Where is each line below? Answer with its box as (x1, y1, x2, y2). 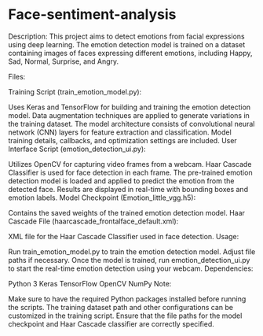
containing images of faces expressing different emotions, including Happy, (8, 48, 253, 57)
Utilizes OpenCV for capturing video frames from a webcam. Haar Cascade (8, 159, 252, 168)
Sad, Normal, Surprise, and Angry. (8, 57, 119, 66)
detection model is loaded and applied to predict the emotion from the (8, 175, 235, 186)
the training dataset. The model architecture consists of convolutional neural (8, 119, 255, 128)
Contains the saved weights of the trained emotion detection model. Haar (8, 208, 246, 217)
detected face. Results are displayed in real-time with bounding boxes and (8, 184, 249, 194)
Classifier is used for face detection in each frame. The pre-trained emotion (8, 168, 253, 177)
